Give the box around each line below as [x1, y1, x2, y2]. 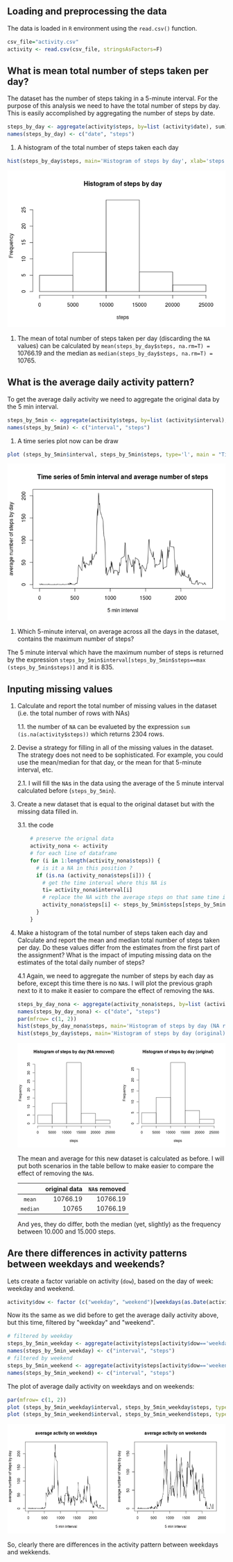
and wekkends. [7, 1548, 51, 1556]
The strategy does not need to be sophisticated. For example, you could [17, 751, 223, 759]
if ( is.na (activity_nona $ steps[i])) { [35, 872, 151, 879]
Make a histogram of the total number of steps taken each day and [17, 928, 208, 937]
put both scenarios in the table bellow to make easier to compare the [17, 1162, 214, 1170]
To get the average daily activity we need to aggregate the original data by [7, 395, 220, 403]
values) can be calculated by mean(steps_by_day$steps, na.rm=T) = [17, 342, 210, 350]
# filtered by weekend [7, 1355, 73, 1362]
